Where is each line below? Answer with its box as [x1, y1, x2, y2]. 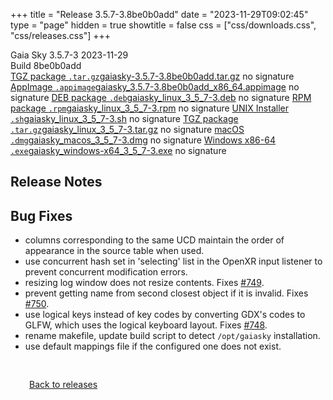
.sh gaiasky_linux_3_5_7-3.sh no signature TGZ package [10, 113, 239, 124]
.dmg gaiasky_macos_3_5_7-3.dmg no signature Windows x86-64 [10, 134, 276, 146]
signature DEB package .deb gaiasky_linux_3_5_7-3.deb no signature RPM [10, 92, 312, 103]
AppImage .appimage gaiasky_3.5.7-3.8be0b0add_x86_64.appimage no [10, 81, 300, 93]
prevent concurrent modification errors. [24, 266, 188, 278]
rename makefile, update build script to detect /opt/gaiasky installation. [24, 330, 321, 342]
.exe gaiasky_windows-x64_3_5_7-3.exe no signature [10, 145, 227, 156]
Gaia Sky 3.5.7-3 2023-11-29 [10, 49, 129, 61]
